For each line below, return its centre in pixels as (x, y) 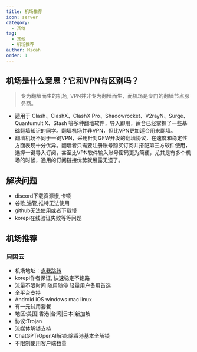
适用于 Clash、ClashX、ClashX (52, 116)
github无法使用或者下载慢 (46, 210)
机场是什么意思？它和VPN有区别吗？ (73, 81)
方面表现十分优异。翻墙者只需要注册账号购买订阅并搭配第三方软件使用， (102, 146)
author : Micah (24, 50)
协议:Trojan (28, 321)
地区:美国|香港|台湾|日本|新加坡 (52, 314)
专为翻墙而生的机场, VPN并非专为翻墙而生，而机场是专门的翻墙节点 (102, 96)
